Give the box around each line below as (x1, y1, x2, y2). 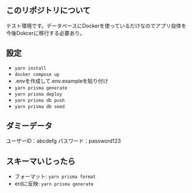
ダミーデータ (6, 121, 53, 131)
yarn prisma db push (14, 97, 65, 104)
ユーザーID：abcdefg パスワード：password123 (6, 137, 121, 144)
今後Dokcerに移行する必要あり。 (6, 29, 85, 36)
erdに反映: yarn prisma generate (14, 180, 94, 187)
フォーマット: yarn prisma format (14, 173, 96, 180)
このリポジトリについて (6, 5, 91, 16)
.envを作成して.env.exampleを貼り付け (14, 77, 108, 84)
